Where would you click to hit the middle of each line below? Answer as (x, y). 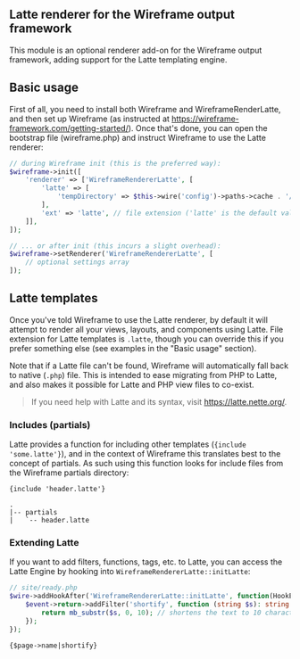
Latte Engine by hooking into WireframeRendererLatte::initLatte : (130, 572)
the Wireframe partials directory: (69, 473)
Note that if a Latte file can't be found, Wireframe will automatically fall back (149, 366)
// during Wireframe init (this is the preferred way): (115, 163)
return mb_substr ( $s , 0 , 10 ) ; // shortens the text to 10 (151, 613)
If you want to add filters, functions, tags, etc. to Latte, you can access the (146, 562)
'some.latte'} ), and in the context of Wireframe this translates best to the (145, 454)
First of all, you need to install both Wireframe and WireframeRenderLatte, (145, 109)
